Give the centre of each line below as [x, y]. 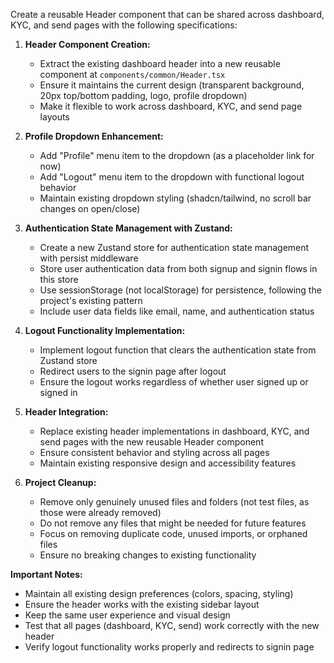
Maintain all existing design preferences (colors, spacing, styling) [159, 593]
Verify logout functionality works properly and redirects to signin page [169, 647]
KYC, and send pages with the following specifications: [124, 25]
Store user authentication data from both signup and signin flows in [178, 268]
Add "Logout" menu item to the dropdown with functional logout [172, 177]
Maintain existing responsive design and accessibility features [168, 463]
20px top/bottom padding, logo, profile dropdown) [143, 95]
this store [59, 279]
